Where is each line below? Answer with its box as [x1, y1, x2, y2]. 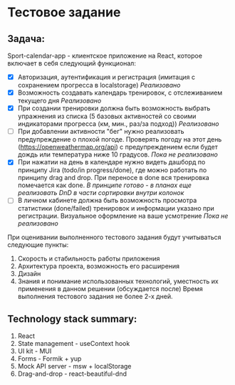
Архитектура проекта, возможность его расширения [17, 262, 180, 270]
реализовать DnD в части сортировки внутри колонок [17, 189, 184, 197]
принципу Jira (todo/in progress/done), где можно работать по [17, 166, 207, 174]
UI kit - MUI [17, 347, 52, 356]
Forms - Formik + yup [17, 354, 82, 363]
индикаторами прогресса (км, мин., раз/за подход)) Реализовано [17, 120, 219, 128]
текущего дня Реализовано [17, 97, 102, 105]
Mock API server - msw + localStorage [17, 362, 132, 371]
